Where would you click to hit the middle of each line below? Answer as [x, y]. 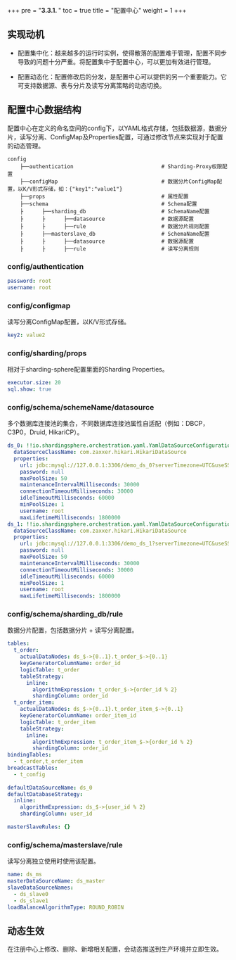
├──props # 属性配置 [104, 196]
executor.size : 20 [34, 383]
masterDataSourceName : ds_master [56, 881]
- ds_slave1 [31, 901]
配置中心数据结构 [44, 110]
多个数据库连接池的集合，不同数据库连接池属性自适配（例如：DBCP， [108, 424]
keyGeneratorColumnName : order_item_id [78, 716]
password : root [29, 281]
